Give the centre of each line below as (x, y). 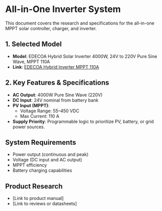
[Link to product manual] (38, 198)
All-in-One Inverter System (63, 9)
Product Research (34, 186)
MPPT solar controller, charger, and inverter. (51, 28)
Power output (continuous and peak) (51, 154)
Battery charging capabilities (42, 170)
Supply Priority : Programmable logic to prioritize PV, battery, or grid (83, 121)
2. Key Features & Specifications (57, 83)
